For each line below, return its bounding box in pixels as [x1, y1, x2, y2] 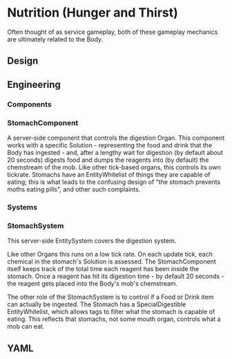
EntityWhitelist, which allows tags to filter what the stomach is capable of [7, 308, 215, 316]
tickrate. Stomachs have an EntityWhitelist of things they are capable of [7, 170, 211, 178]
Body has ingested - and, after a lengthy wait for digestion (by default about [7, 148, 223, 156]
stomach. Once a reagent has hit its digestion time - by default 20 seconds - [7, 272, 224, 281]
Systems [7, 202, 38, 212]
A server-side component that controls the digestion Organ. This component [7, 134, 225, 142]
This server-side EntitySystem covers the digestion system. [7, 237, 177, 245]
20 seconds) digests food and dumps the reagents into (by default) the [7, 156, 209, 164]
